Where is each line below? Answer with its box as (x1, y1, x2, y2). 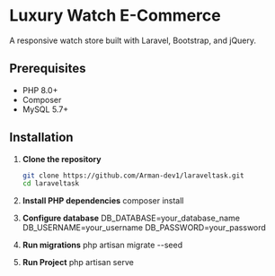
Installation (9, 130, 74, 145)
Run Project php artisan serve (22, 257, 135, 268)
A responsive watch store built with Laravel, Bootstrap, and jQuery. (9, 35, 257, 46)
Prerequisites (9, 61, 86, 76)
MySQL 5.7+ (22, 104, 69, 115)
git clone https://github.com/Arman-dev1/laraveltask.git (22, 171, 244, 180)
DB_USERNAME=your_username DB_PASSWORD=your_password (22, 222, 267, 233)
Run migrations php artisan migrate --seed (22, 239, 183, 251)
